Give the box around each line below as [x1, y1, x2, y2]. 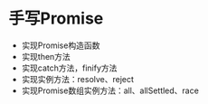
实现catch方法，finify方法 [21, 62, 118, 73]
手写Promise [8, 8, 104, 29]
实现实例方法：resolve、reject [21, 73, 135, 84]
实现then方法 [21, 51, 71, 61]
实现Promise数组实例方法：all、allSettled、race [21, 85, 200, 96]
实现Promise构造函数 [21, 40, 100, 51]
